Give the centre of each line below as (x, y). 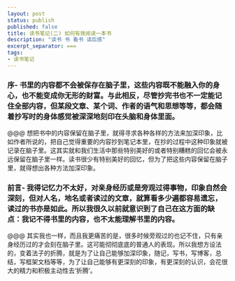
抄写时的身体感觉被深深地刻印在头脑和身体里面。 (97, 116)
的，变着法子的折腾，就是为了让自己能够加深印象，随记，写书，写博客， (111, 253)
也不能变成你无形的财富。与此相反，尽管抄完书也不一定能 (118, 95)
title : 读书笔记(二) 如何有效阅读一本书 (59, 33)
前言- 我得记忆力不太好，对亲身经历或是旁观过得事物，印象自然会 (117, 187)
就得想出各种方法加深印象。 (59, 168)
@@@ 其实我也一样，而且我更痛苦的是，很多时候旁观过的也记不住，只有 (112, 236)
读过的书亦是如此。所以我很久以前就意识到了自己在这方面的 (108, 208)
